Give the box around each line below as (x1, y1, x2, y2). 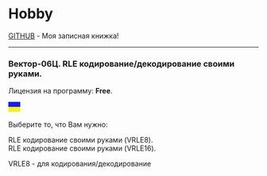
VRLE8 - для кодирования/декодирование (8, 159, 152, 169)
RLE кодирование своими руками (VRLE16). (8, 143, 157, 153)
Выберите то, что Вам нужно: (8, 120, 109, 129)
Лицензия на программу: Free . (8, 86, 113, 96)
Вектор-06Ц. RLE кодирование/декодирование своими (8, 58, 235, 69)
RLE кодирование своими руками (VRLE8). (8, 136, 153, 145)
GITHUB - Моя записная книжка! (8, 31, 119, 40)
